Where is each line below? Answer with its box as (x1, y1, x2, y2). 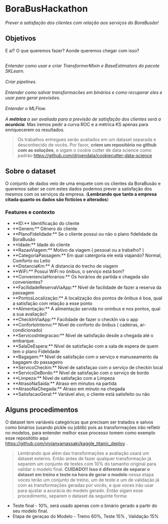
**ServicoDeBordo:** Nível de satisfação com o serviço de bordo (12, 370, 149, 376)
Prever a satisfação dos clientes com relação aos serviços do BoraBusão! (5, 20, 159, 26)
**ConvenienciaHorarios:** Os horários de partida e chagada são (12, 273, 149, 279)
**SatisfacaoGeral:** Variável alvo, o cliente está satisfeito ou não (12, 391, 150, 397)
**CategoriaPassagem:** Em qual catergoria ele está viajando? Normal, (12, 252, 162, 258)
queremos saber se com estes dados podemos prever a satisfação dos (5, 185, 152, 191)
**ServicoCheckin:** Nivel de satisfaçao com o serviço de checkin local (12, 364, 163, 370)
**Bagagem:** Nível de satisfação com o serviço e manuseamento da (12, 354, 158, 360)
